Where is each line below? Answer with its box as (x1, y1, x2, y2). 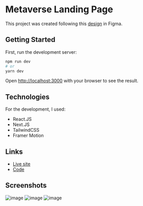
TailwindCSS (12, 127, 40, 133)
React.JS (12, 116, 32, 122)
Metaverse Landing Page (5, 4, 113, 15)
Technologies (5, 92, 50, 101)
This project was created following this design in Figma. (5, 20, 123, 27)
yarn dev (5, 68, 24, 74)
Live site (12, 161, 31, 167)
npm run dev (5, 59, 31, 64)
